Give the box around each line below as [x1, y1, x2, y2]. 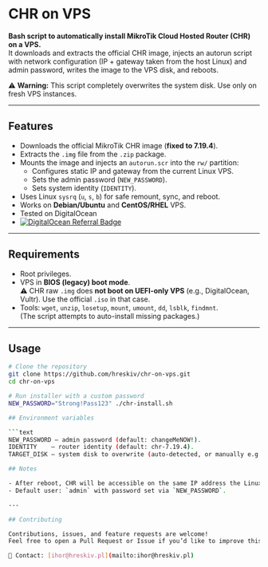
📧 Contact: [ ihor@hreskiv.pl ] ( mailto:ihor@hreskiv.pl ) [8, 552, 195, 560]
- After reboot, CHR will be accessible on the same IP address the [8, 479, 241, 487]
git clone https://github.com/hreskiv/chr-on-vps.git [8, 370, 191, 379]
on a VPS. [8, 39, 41, 49]
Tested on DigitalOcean [19, 208, 97, 218]
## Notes [8, 465, 37, 473]
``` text [8, 428, 34, 436]
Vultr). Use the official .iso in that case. [19, 294, 151, 304]
